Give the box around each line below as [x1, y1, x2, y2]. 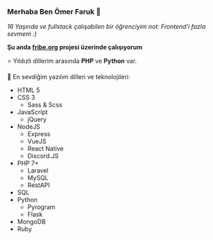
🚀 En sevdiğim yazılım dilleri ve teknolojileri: [7, 73, 131, 81]
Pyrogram [27, 203, 56, 211]
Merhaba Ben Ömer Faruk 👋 [7, 7, 101, 17]
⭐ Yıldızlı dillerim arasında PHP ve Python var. [7, 57, 137, 65]
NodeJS [16, 122, 41, 131]
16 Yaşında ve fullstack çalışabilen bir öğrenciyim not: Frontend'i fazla [7, 23, 206, 31]
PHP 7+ [16, 159, 39, 168]
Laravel [27, 166, 49, 175]
